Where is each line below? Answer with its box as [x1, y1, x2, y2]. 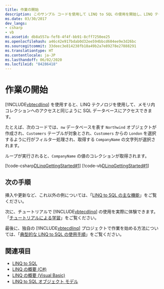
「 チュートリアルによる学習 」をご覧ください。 [5, 215, 99, 220]
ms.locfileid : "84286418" [5, 62, 58, 67]
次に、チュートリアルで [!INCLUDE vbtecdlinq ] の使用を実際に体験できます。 [5, 209, 158, 215]
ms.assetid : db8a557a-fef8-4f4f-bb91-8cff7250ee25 [5, 35, 110, 40]
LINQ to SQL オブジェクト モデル [12, 278, 78, 284]
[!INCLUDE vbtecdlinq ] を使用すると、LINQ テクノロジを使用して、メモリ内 [5, 101, 155, 108]
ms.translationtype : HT [5, 48, 54, 53]
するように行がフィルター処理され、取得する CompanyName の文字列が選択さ [5, 137, 156, 143]
